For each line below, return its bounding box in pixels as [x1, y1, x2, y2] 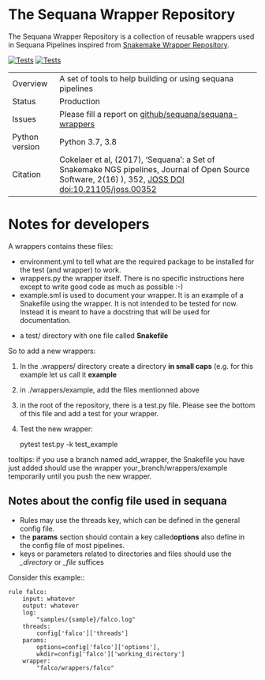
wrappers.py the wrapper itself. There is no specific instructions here [19, 273, 244, 283]
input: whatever [22, 595, 77, 603]
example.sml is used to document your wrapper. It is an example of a [19, 290, 244, 299]
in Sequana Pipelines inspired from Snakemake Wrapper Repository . [8, 39, 230, 49]
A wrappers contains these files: [8, 241, 114, 250]
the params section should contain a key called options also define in [19, 532, 245, 542]
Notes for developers [8, 216, 150, 234]
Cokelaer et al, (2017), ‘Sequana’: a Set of [58, 154, 215, 165]
